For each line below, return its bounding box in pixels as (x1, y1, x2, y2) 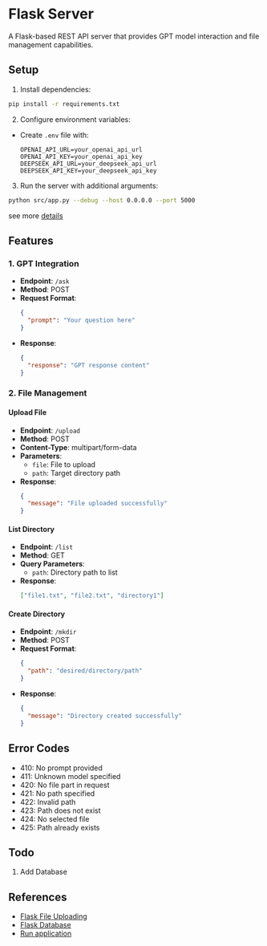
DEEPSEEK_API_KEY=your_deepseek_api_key (19, 166, 157, 175)
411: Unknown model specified (19, 771, 121, 781)
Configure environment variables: (19, 114, 131, 124)
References (8, 890, 67, 903)
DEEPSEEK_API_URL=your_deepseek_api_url (19, 160, 157, 168)
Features (8, 233, 54, 247)
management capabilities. (8, 39, 94, 49)
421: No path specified (19, 788, 95, 798)
